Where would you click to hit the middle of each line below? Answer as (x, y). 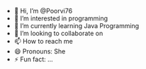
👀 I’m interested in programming (61, 18)
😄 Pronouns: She (40, 51)
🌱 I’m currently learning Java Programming (77, 26)
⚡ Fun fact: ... (33, 59)
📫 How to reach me (43, 41)
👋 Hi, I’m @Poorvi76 (43, 11)
